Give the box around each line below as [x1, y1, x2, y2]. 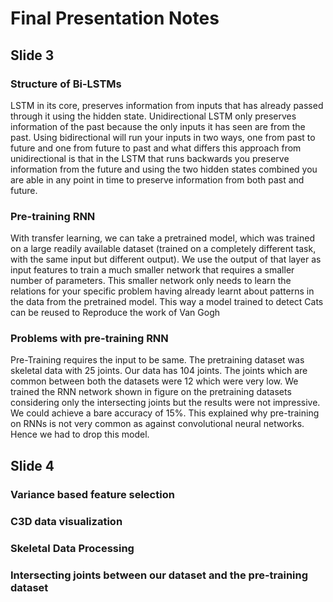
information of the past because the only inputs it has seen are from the [10, 120, 306, 132]
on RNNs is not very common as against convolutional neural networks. [10, 418, 305, 430]
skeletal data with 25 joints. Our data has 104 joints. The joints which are [10, 365, 308, 377]
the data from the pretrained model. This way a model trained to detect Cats [10, 296, 324, 308]
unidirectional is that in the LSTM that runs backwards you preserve [10, 152, 290, 164]
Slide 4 [10, 457, 55, 474]
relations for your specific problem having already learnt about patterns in [10, 285, 315, 297]
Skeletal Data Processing [10, 541, 135, 555]
